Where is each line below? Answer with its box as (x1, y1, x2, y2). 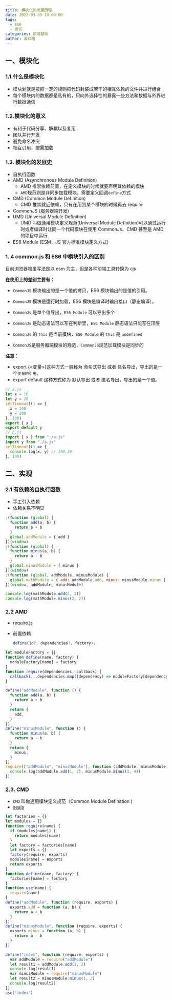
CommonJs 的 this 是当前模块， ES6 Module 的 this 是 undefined (12, 331, 142, 337)
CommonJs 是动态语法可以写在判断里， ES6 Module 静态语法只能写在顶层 (12, 320, 160, 326)
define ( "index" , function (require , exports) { (5, 952, 109, 957)
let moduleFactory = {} (5, 650, 56, 655)
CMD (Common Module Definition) (12, 196, 86, 202)
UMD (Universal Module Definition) (12, 214, 87, 220)
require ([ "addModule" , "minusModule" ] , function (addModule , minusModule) (5, 764, 168, 770)
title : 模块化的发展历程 (5, 7, 52, 13)
